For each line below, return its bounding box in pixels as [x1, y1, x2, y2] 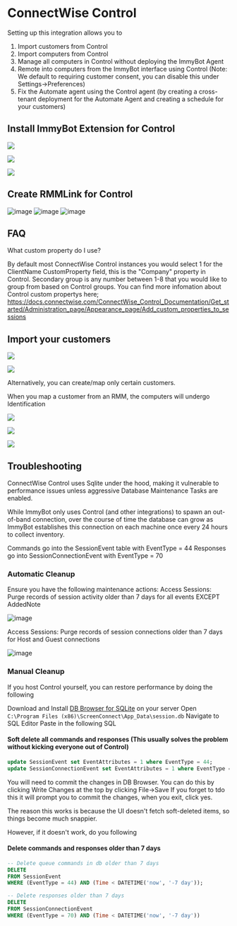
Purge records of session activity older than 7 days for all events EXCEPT [7, 593, 220, 601]
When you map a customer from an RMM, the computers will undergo [7, 392, 210, 401]
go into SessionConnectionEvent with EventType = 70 [7, 551, 164, 560]
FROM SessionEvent [7, 873, 61, 880]
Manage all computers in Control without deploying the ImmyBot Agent [17, 57, 224, 65]
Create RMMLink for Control [7, 188, 133, 200]
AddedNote [7, 600, 41, 609]
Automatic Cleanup [7, 568, 75, 578]
